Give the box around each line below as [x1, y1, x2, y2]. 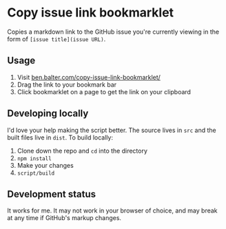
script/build [17, 170, 55, 177]
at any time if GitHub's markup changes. [7, 214, 122, 222]
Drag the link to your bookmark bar [17, 80, 117, 89]
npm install [17, 155, 52, 162]
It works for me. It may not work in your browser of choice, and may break [7, 206, 218, 215]
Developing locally [7, 108, 89, 120]
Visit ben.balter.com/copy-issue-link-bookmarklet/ [17, 73, 161, 81]
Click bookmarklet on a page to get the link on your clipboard [17, 87, 192, 96]
